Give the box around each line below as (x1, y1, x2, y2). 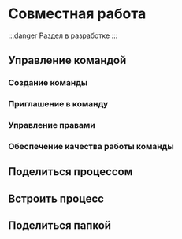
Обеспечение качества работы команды (8, 141, 175, 152)
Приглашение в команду (8, 99, 109, 110)
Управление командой (8, 54, 127, 67)
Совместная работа (8, 5, 147, 23)
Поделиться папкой (8, 218, 112, 233)
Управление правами (8, 120, 96, 131)
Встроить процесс (8, 192, 105, 205)
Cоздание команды (8, 77, 88, 88)
